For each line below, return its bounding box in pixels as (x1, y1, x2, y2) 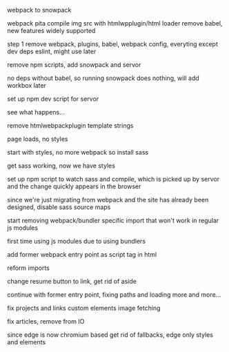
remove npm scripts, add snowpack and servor (7, 61, 141, 68)
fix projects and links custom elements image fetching (7, 304, 161, 312)
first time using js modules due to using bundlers (7, 237, 146, 245)
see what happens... (7, 108, 65, 116)
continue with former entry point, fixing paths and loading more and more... (7, 291, 221, 299)
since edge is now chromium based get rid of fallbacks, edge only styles (7, 331, 214, 339)
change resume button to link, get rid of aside (7, 277, 137, 285)
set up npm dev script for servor (7, 95, 99, 103)
